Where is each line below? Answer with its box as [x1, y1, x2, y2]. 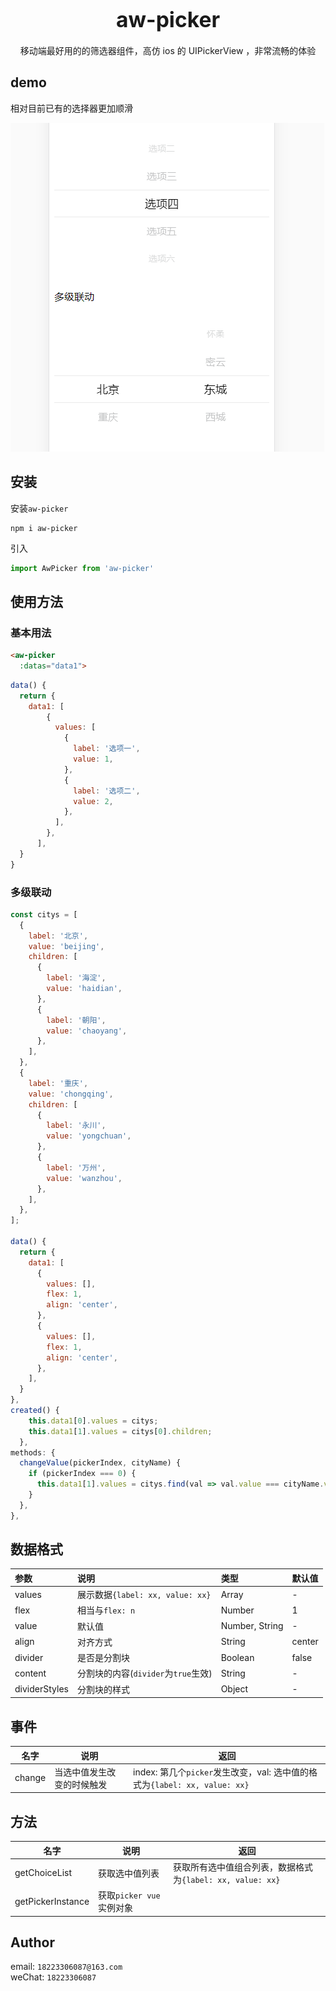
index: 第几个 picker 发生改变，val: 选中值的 [133, 1766, 309, 1778]
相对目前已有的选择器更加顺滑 [10, 102, 133, 114]
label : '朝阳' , [46, 1015, 107, 1025]
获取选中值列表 [98, 1867, 160, 1879]
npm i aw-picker [10, 523, 78, 533]
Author [10, 1934, 55, 1951]
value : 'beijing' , [28, 941, 105, 951]
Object [220, 1683, 249, 1695]
